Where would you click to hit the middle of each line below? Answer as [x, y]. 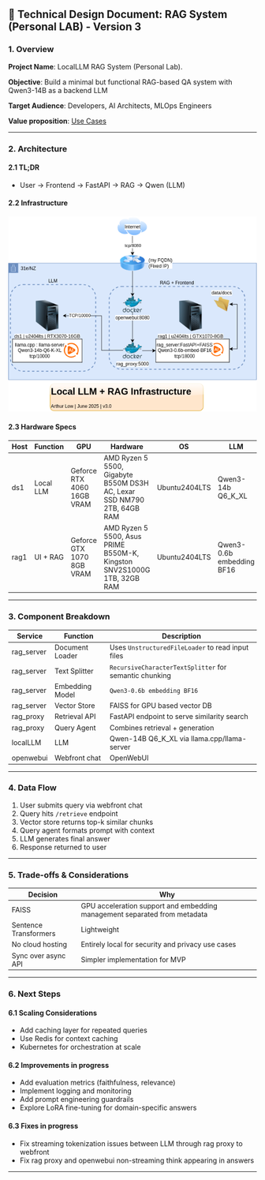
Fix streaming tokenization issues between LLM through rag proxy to [131, 1143]
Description [181, 636]
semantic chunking [140, 675]
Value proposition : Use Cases [57, 121]
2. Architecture [38, 148]
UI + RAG [49, 557]
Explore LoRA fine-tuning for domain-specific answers [108, 1108]
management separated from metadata [144, 914]
